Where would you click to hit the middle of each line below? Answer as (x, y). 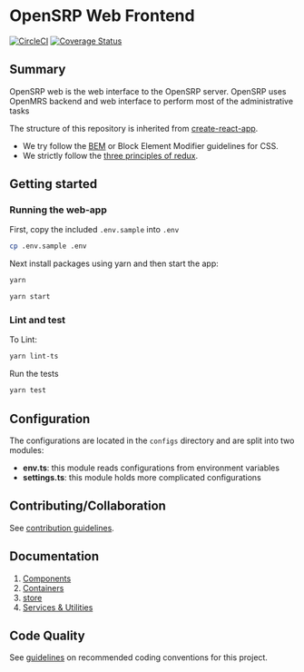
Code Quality (47, 635)
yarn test (28, 390)
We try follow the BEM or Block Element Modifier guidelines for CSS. (150, 145)
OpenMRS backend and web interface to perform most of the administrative (151, 101)
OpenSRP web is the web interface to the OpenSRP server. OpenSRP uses (148, 91)
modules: (27, 450)
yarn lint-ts (34, 356)
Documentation (54, 556)
